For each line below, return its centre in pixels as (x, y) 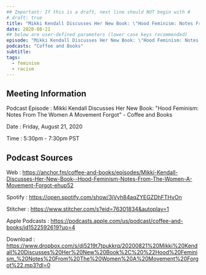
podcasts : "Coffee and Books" (45, 46)
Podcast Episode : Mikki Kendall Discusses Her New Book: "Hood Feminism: (103, 108)
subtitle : (19, 52)
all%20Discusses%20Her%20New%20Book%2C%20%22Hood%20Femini (102, 252)
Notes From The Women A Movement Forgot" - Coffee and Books (90, 115)
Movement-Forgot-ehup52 (40, 185)
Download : (21, 239)
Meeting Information (47, 93)
